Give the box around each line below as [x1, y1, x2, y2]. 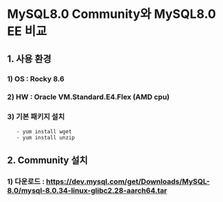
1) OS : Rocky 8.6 [7, 74, 65, 83]
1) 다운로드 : [7, 177, 45, 186]
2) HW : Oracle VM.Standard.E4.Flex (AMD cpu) [7, 92, 170, 102]
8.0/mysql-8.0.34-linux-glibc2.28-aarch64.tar [7, 186, 167, 196]
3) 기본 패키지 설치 [7, 112, 65, 122]
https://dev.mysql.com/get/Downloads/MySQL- [45, 177, 211, 186]
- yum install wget [16, 128, 72, 135]
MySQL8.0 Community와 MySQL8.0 [7, 6, 216, 22]
